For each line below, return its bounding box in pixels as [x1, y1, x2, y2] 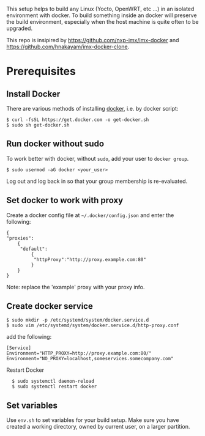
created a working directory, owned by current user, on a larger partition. [6, 423, 190, 430]
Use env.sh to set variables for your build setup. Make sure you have [6, 416, 179, 424]
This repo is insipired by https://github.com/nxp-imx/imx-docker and [6, 37, 179, 43]
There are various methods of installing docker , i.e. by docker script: [6, 105, 179, 112]
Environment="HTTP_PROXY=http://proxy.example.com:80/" [6, 350, 152, 357]
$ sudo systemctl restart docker [12, 383, 97, 390]
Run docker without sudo [6, 139, 105, 149]
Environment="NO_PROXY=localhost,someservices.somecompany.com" [6, 356, 174, 362]
